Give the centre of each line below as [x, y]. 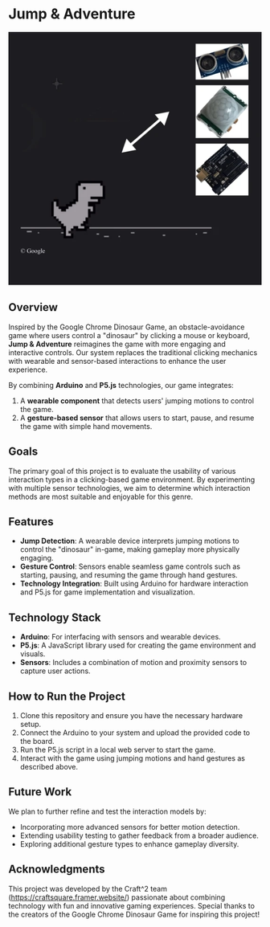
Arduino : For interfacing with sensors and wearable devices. [120, 637]
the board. [37, 741]
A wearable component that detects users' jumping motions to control [137, 400]
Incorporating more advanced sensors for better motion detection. [130, 827]
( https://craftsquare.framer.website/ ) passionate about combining [117, 897]
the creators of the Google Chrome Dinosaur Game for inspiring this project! [134, 914]
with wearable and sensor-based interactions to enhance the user [117, 361]
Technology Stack [55, 617]
